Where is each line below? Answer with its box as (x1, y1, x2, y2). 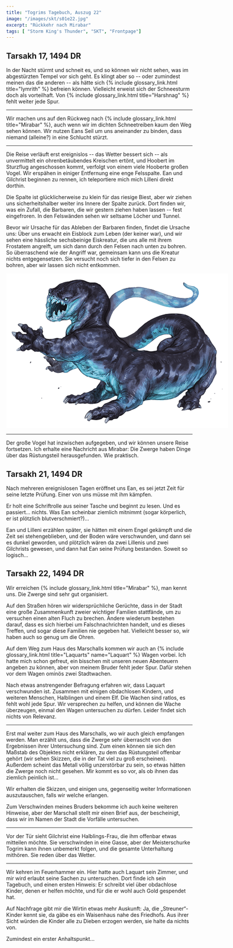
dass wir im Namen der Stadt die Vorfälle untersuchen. (6, 816, 140, 823)
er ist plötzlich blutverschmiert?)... (6, 515, 90, 522)
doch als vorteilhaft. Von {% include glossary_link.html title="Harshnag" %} (6, 92, 189, 99)
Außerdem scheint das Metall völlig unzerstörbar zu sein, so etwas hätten (6, 761, 186, 768)
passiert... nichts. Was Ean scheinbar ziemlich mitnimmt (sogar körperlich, (6, 509, 187, 516)
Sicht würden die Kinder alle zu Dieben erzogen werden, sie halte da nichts (6, 917, 189, 924)
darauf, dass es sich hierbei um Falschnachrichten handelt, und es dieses (6, 621, 185, 628)
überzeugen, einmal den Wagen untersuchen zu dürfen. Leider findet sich (6, 706, 186, 713)
